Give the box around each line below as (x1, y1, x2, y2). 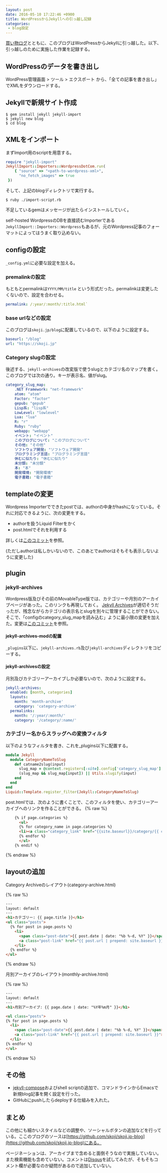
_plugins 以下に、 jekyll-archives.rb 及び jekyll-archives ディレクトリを (5, 645, 153, 651)
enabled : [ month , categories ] (10, 690, 72, 695)
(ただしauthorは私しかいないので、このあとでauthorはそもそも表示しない (5, 548, 155, 554)
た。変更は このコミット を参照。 (5, 621, 71, 627)
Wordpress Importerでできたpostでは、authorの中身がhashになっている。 (5, 504, 157, 510)
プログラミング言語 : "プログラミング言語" (14, 452, 90, 457)
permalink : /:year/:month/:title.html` (5, 302, 88, 307)
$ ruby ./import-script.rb (5, 197, 61, 202)
